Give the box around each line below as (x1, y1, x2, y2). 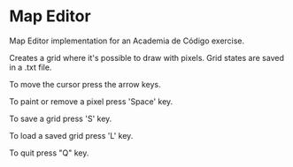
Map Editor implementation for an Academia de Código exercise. (9, 35, 245, 46)
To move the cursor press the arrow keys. (9, 79, 161, 89)
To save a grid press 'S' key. (9, 113, 112, 124)
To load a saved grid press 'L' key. (9, 130, 134, 140)
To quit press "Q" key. (9, 148, 89, 158)
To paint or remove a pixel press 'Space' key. (9, 95, 173, 107)
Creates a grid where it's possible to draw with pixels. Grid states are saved (9, 52, 285, 63)
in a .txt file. (9, 62, 52, 72)
